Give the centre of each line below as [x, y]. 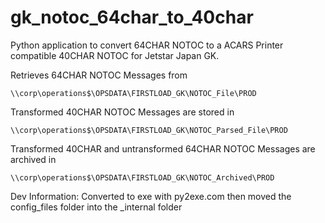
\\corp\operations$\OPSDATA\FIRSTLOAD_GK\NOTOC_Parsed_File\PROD [149, 130]
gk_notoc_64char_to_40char [132, 17]
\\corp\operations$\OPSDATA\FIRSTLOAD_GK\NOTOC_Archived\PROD [142, 177]
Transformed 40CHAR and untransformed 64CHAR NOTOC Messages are [163, 148]
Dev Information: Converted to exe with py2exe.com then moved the [151, 196]
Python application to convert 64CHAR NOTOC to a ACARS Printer [147, 45]
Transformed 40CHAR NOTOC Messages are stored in [122, 112]
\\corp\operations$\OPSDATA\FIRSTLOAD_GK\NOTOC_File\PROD [133, 93]
